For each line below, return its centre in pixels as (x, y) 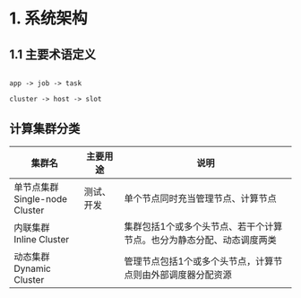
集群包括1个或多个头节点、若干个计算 (203, 226)
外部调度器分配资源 (192, 275)
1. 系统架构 (48, 18)
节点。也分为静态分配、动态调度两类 (201, 240)
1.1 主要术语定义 (53, 54)
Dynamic (33, 268)
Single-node (41, 198)
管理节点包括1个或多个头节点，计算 (199, 261)
